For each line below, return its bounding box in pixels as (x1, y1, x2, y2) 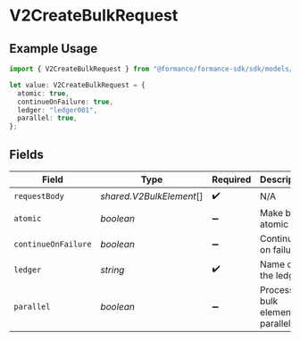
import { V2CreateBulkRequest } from (9, 64, 150, 73)
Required (212, 173, 252, 186)
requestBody (13, 191, 65, 202)
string (100, 263, 125, 276)
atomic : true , (17, 88, 70, 98)
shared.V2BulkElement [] (100, 190, 204, 203)
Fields (9, 146, 45, 162)
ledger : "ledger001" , (17, 105, 98, 114)
